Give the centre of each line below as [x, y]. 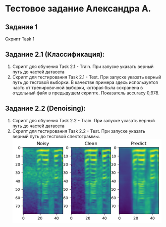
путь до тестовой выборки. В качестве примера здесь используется [85, 82]
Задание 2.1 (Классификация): [55, 54]
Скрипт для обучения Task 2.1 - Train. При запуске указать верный [83, 66]
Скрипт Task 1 [20, 39]
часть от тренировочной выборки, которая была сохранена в [78, 87]
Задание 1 [22, 27]
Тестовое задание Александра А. [78, 9]
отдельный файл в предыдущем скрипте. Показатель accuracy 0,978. [86, 93]
